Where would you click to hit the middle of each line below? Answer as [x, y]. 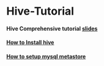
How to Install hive [30, 42]
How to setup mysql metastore [46, 56]
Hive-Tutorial [40, 11]
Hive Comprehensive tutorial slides [52, 28]
